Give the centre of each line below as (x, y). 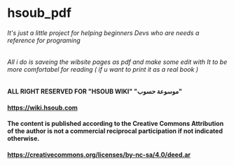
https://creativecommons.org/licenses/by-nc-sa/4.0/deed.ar (99, 154)
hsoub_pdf (40, 13)
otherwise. (23, 139)
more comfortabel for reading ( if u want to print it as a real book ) (103, 70)
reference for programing (44, 40)
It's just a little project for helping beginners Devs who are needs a (103, 32)
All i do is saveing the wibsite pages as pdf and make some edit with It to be (117, 62)
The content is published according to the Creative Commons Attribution (116, 124)
